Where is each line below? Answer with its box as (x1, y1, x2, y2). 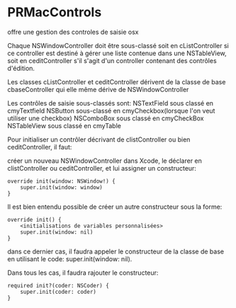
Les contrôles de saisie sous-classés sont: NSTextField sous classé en (7, 98, 214, 107)
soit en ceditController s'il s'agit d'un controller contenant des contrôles (7, 56, 218, 64)
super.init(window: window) (20, 183, 103, 191)
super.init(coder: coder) (20, 288, 97, 295)
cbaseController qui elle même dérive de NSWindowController (7, 85, 189, 93)
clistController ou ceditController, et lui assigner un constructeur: (7, 164, 197, 172)
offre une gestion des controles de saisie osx (7, 28, 139, 36)
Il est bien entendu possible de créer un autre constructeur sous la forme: (7, 203, 223, 211)
